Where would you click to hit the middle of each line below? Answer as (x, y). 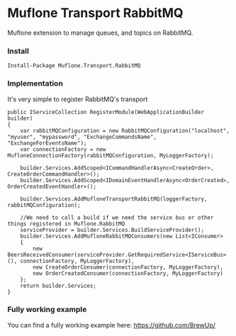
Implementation (35, 84)
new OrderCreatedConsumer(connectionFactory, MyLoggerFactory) (128, 273)
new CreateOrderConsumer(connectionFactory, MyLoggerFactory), (128, 267)
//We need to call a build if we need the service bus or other (117, 218)
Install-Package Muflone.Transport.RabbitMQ (74, 66)
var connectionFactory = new (63, 149)
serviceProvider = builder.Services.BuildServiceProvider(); (112, 230)
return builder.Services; (58, 286)
